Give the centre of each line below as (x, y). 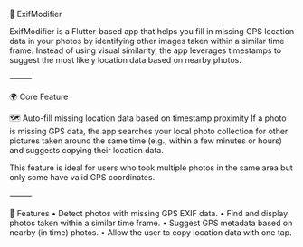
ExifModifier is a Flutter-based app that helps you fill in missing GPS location (152, 31)
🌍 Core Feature (39, 96)
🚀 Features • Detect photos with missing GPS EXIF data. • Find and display (149, 213)
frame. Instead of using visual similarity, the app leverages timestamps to (146, 50)
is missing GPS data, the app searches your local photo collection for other (149, 131)
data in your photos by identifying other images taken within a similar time (147, 41)
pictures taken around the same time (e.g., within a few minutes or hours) (146, 141)
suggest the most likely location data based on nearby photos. (126, 60)
